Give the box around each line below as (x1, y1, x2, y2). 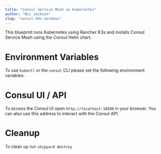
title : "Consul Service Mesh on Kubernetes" (5, 7, 97, 12)
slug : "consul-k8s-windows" (5, 16, 62, 21)
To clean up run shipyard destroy (5, 144, 73, 150)
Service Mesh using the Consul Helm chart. (5, 34, 92, 40)
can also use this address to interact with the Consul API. (5, 111, 119, 117)
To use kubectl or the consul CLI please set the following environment (5, 67, 145, 73)
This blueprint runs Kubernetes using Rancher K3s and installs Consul (5, 30, 145, 35)
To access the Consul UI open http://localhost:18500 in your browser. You (5, 106, 157, 111)
